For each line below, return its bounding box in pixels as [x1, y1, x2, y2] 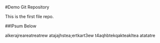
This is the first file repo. [5, 14, 54, 19]
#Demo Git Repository [5, 4, 50, 10]
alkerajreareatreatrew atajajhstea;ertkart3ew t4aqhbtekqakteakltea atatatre [5, 33, 156, 38]
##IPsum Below [5, 23, 36, 29]
